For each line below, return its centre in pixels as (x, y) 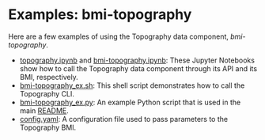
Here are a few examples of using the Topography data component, (119, 36)
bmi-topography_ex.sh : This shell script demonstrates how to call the (132, 85)
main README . (44, 110)
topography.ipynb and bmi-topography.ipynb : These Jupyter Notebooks (137, 60)
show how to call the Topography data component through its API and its (138, 68)
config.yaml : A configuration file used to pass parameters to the (123, 119)
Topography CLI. (47, 93)
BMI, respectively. (49, 77)
